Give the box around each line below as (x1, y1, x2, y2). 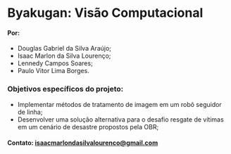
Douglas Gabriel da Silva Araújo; (17, 44, 111, 53)
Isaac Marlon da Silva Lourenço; (17, 51, 111, 60)
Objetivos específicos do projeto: (7, 84, 124, 94)
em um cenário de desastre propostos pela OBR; (17, 122, 159, 131)
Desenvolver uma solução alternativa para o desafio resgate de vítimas (17, 115, 224, 124)
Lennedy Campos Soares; (17, 59, 93, 68)
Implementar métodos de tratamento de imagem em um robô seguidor (17, 100, 222, 108)
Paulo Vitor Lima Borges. (17, 67, 89, 75)
